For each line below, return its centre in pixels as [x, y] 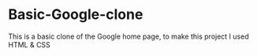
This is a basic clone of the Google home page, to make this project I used [129, 36]
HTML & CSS [30, 44]
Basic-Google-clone [76, 15]
